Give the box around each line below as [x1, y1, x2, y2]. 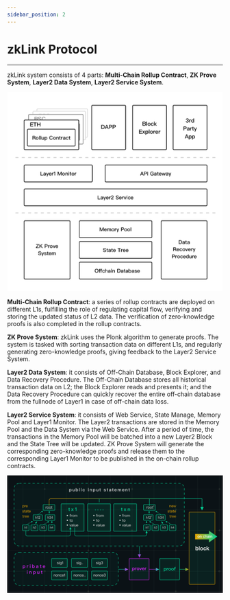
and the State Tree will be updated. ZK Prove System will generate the [7, 439, 205, 448]
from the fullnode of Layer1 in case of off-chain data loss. [7, 397, 169, 405]
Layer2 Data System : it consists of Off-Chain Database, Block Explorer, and [7, 368, 221, 376]
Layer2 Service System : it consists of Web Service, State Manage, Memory [7, 411, 221, 419]
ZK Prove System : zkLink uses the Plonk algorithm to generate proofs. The [7, 333, 219, 341]
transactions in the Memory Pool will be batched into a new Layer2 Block [7, 432, 213, 441]
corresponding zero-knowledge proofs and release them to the [7, 447, 185, 455]
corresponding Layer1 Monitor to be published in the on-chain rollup [7, 454, 199, 463]
